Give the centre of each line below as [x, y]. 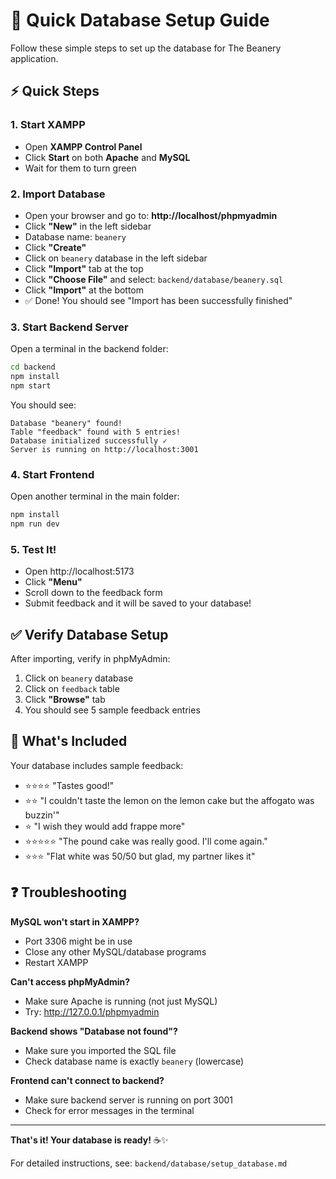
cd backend [33, 367]
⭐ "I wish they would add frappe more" [105, 826]
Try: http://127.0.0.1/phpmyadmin [92, 1011]
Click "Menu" [53, 582]
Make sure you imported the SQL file [100, 1050]
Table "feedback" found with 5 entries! [96, 432]
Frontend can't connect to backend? [87, 1080]
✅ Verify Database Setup [89, 634]
